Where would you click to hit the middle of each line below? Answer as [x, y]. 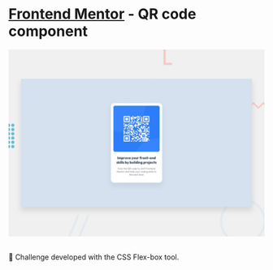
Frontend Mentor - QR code [102, 14]
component [48, 31]
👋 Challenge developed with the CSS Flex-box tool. [94, 257]
